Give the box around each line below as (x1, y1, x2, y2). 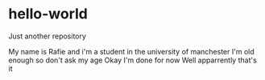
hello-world (8, 5, 89, 23)
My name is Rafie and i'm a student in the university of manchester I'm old (8, 46, 255, 56)
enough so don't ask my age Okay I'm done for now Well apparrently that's (8, 55, 258, 65)
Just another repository (8, 31, 87, 41)
